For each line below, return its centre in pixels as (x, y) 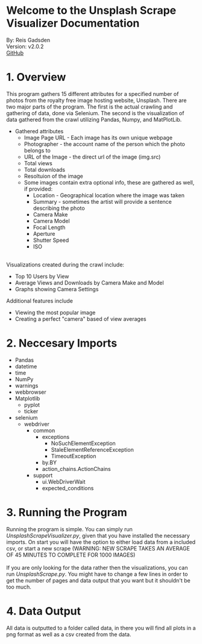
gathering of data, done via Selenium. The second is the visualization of (95, 113)
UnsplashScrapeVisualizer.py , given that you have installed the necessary (98, 535)
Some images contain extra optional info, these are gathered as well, (109, 182)
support (43, 475)
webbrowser (30, 392)
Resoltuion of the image (53, 176)
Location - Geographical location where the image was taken (109, 195)
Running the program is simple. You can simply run (69, 529)
